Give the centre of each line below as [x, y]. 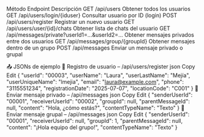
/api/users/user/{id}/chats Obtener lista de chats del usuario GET [88, 28]
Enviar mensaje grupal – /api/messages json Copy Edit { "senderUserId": [98, 114]
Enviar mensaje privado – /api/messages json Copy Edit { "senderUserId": [100, 95]
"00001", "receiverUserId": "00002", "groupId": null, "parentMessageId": [98, 101]
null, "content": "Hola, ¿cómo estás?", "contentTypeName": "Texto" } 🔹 [96, 108]
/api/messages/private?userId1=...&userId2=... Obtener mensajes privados [100, 35]
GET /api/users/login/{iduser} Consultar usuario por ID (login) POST [92, 15]
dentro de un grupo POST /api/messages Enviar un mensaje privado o [95, 48]
